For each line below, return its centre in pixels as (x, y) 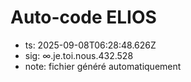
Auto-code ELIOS (83, 17)
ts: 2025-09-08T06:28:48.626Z (90, 45)
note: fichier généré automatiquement (103, 66)
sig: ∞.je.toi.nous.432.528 (79, 55)
